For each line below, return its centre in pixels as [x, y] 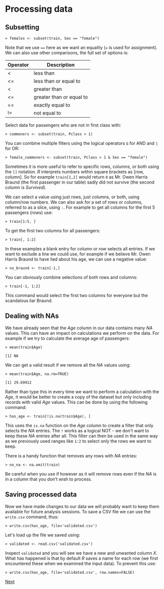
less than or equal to [57, 81]
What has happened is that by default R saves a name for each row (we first [82, 558]
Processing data [39, 9]
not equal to [47, 113]
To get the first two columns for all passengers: [53, 231]
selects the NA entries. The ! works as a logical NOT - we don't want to [77, 430]
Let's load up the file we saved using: [43, 535]
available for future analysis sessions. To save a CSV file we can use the [78, 511]
